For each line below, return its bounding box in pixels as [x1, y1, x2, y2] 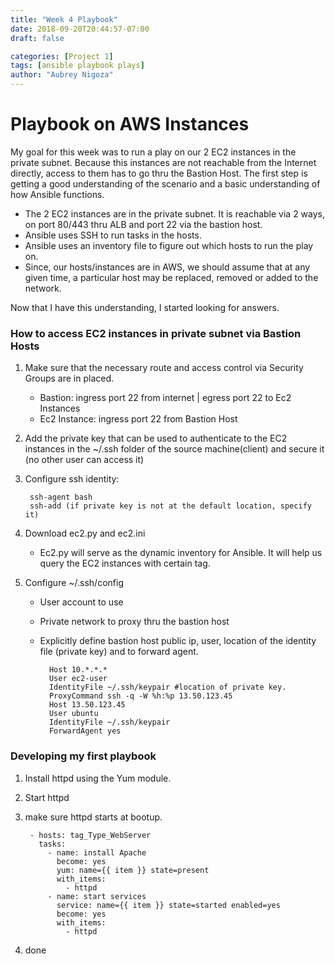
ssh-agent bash [29, 492, 93, 503]
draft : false [10, 33, 65, 43]
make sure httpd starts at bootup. [24, 811, 163, 823]
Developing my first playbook [10, 749, 157, 763]
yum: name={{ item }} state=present [56, 865, 210, 875]
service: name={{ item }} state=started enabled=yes [56, 900, 281, 910]
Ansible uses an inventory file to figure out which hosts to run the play [24, 239, 314, 251]
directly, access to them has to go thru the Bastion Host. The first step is [10, 167, 308, 179]
